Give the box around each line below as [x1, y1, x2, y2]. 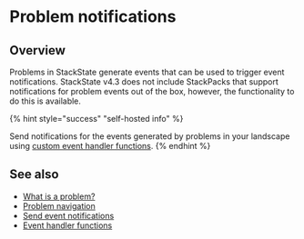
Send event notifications [22, 210, 115, 221]
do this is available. [9, 95, 82, 106]
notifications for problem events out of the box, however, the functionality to [9, 86, 295, 96]
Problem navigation [22, 200, 96, 211]
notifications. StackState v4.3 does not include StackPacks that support [9, 76, 279, 87]
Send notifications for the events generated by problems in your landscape [9, 131, 290, 142]
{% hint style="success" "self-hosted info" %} [9, 114, 184, 124]
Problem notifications [9, 6, 177, 27]
